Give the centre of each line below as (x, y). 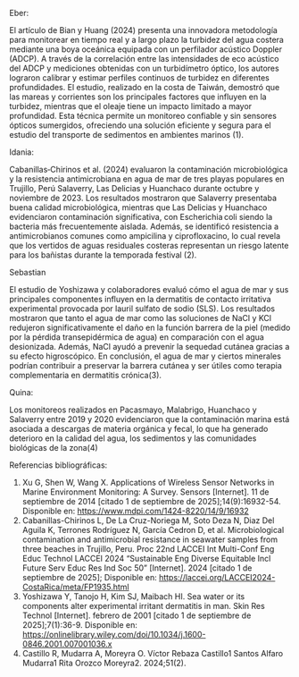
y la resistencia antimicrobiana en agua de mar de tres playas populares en (147, 179)
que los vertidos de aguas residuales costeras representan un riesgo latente (149, 245)
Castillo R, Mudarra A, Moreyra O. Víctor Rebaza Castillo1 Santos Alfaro (153, 653)
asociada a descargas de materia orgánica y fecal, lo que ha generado (139, 429)
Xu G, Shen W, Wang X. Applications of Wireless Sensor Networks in (148, 482)
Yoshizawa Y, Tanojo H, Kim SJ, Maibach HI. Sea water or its (133, 597)
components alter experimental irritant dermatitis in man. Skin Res (143, 606)
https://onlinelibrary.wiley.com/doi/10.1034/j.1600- (114, 635)
